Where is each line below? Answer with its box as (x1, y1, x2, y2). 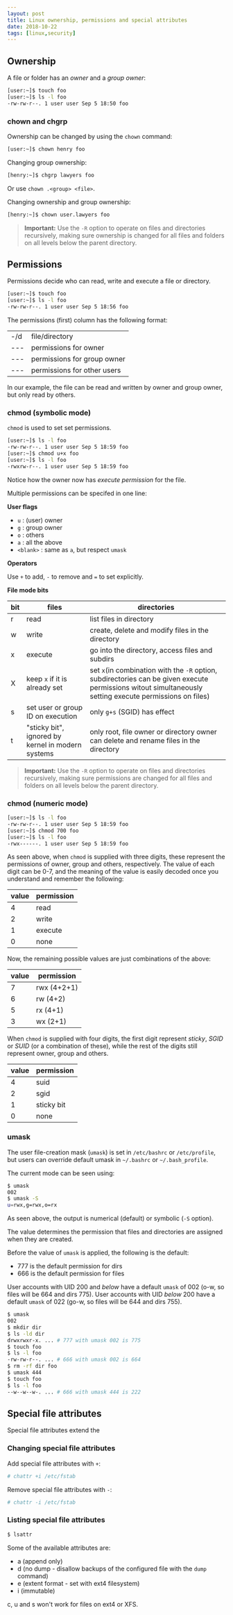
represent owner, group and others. (7, 1050, 109, 1058)
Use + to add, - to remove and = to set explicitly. (7, 572, 144, 581)
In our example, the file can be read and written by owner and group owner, (7, 383, 223, 392)
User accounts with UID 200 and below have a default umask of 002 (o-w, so (7, 1283, 225, 1291)
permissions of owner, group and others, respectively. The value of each (7, 860, 215, 868)
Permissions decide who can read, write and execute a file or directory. (7, 277, 211, 285)
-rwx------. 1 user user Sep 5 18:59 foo (7, 840, 129, 847)
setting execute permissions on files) (89, 691, 210, 701)
